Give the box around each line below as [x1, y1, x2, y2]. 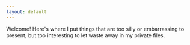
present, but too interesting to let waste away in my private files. [6, 31, 165, 39]
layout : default [6, 8, 47, 15]
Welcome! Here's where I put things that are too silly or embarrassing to [6, 25, 185, 32]
